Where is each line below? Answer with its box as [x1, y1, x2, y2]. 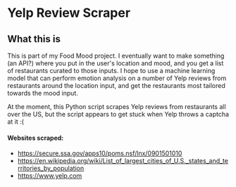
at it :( [7, 117, 25, 126]
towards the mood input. [7, 89, 79, 97]
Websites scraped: [7, 134, 64, 142]
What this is [7, 33, 61, 45]
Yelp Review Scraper [7, 5, 131, 21]
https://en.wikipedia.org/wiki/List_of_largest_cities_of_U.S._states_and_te [17, 157, 229, 165]
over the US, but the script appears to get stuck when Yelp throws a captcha [7, 110, 230, 118]
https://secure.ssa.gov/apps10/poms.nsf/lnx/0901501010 [17, 149, 182, 157]
